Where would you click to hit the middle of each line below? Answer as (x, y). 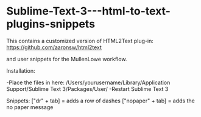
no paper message (30, 107)
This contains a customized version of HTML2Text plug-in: (80, 41)
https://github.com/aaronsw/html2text (54, 47)
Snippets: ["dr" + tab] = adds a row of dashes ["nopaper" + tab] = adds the (100, 101)
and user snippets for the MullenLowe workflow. (67, 59)
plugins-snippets (51, 24)
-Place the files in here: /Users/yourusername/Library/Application (88, 82)
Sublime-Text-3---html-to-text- (88, 11)
